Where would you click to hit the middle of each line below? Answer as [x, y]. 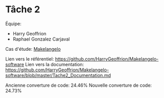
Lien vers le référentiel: [30, 59]
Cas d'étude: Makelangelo [33, 49]
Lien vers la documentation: [54, 64]
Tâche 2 [23, 9]
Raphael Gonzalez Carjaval [41, 39]
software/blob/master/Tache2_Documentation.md [58, 75]
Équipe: [13, 24]
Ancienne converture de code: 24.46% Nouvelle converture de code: [79, 85]
